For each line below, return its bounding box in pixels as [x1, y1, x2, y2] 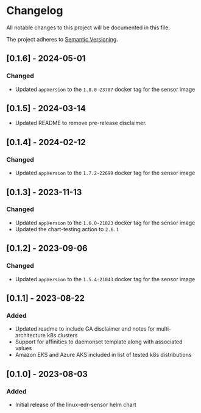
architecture [15, 332, 46, 339]
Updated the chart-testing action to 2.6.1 [15, 225, 119, 232]
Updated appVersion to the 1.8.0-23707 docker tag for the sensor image [15, 85, 196, 93]
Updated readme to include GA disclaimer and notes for [15, 325, 155, 332]
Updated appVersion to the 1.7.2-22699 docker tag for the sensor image [15, 169, 196, 177]
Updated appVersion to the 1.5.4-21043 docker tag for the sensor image [15, 275, 196, 282]
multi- [156, 325, 172, 332]
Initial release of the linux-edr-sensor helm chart [15, 401, 137, 408]
